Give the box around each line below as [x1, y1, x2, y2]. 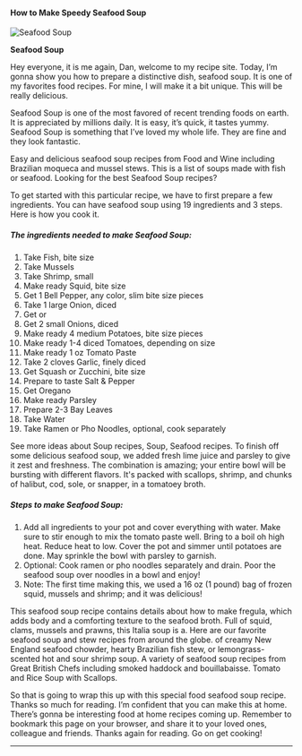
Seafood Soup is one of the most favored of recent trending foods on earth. [10, 107, 289, 118]
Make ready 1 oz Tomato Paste [22, 348, 137, 358]
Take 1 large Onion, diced [22, 300, 117, 311]
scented [10, 654, 40, 665]
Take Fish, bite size [22, 252, 95, 263]
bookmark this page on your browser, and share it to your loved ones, [10, 718, 267, 729]
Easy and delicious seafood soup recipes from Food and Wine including [10, 153, 276, 165]
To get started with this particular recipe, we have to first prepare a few [10, 190, 273, 201]
